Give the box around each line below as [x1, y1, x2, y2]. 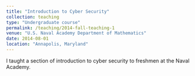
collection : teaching [6, 14, 60, 20]
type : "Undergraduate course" [6, 19, 81, 25]
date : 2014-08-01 [6, 36, 49, 42]
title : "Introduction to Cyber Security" [6, 8, 110, 15]
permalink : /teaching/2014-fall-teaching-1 [6, 25, 115, 31]
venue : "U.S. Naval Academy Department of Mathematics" [6, 30, 147, 36]
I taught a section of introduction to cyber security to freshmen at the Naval [6, 57, 190, 64]
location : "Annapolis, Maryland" [6, 42, 89, 47]
